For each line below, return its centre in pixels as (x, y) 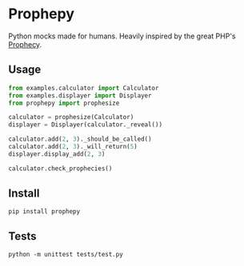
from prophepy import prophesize (64, 103)
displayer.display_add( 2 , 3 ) (57, 154)
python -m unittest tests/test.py (66, 255)
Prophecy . (25, 44)
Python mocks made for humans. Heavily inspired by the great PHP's (122, 36)
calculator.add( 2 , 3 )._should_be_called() (80, 139)
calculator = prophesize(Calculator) (71, 117)
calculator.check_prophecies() (60, 169)
